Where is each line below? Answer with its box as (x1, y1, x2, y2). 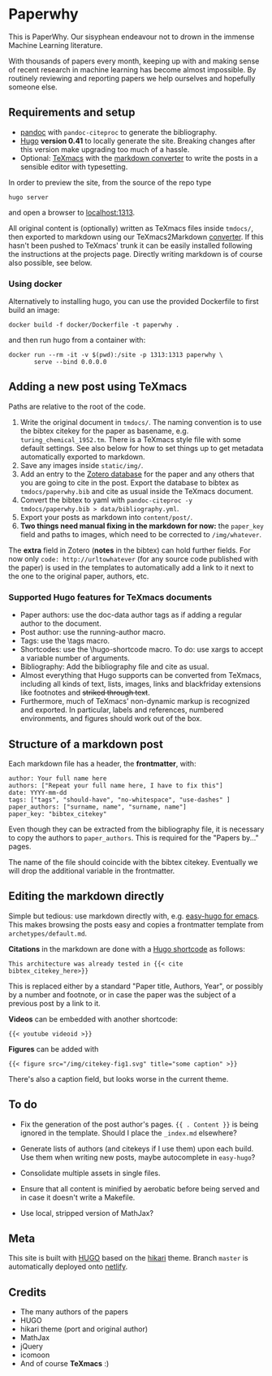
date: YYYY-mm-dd (8, 788, 67, 797)
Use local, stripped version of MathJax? (19, 1208, 154, 1218)
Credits (8, 1285, 47, 1299)
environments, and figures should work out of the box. (19, 714, 203, 723)
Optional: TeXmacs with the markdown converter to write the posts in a (19, 153, 258, 163)
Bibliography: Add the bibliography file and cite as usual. (19, 662, 209, 671)
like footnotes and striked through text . (19, 688, 150, 697)
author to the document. (19, 619, 101, 628)
